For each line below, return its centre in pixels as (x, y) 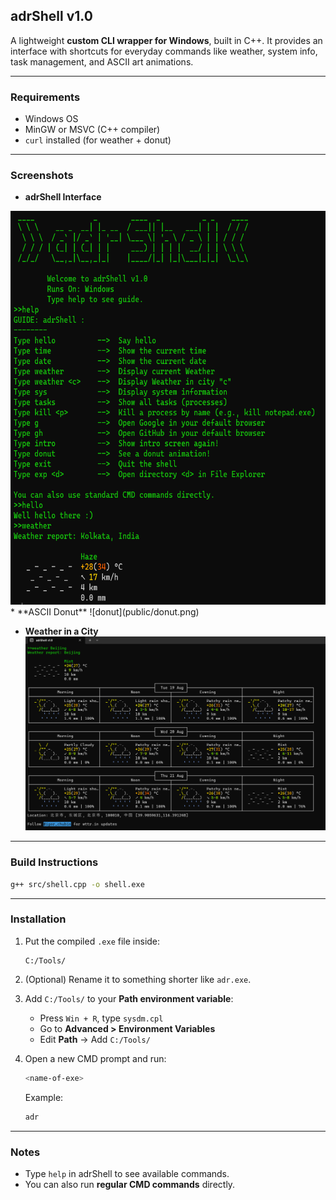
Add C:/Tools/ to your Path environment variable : (129, 998)
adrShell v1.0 (51, 16)
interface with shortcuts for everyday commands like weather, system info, (164, 51)
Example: (44, 1097)
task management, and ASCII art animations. (102, 61)
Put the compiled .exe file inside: (92, 941)
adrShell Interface (63, 197)
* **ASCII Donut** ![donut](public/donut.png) (105, 612)
